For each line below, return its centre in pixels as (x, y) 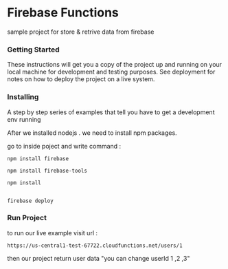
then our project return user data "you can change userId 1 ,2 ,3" (99, 258)
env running (24, 119)
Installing (23, 97)
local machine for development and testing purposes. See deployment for (111, 72)
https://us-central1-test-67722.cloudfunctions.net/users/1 (95, 246)
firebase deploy (30, 201)
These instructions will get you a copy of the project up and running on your (114, 65)
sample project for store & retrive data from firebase (81, 32)
